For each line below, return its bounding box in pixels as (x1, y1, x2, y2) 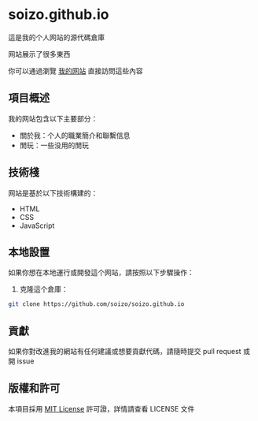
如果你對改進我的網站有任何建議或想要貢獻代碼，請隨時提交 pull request (8, 347, 241, 356)
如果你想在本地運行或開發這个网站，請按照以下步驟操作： (8, 268, 194, 278)
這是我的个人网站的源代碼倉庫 (8, 32, 105, 42)
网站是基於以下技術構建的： (8, 188, 98, 198)
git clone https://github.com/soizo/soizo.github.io (8, 300, 185, 308)
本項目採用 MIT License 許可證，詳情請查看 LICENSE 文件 (8, 404, 195, 413)
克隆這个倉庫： (19, 285, 68, 294)
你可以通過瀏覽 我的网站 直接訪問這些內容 (8, 65, 143, 76)
